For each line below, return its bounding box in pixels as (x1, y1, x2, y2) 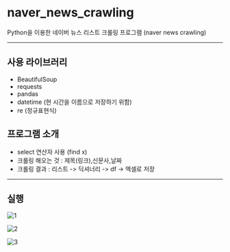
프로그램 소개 (7, 128, 60, 140)
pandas (16, 89, 39, 98)
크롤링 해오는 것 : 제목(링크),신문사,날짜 (16, 156, 122, 165)
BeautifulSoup (16, 75, 57, 83)
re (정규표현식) (16, 106, 57, 114)
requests (16, 82, 42, 90)
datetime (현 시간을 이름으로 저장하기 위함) (16, 98, 132, 106)
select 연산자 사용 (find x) (16, 148, 88, 156)
